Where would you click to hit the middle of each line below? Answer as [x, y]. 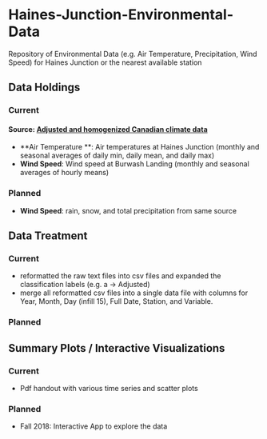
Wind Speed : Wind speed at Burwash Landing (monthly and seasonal [134, 164]
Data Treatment [48, 236]
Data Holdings [44, 88]
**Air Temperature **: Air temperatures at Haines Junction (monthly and [139, 147]
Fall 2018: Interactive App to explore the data [94, 426]
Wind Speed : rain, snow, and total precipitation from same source [128, 210]
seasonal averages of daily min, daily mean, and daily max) [117, 156]
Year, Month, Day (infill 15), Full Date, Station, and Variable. [116, 301]
